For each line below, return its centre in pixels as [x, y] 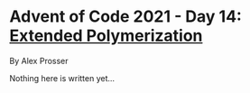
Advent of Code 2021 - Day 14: [125, 17]
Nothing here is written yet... [62, 78]
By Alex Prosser [39, 60]
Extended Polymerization [106, 36]
